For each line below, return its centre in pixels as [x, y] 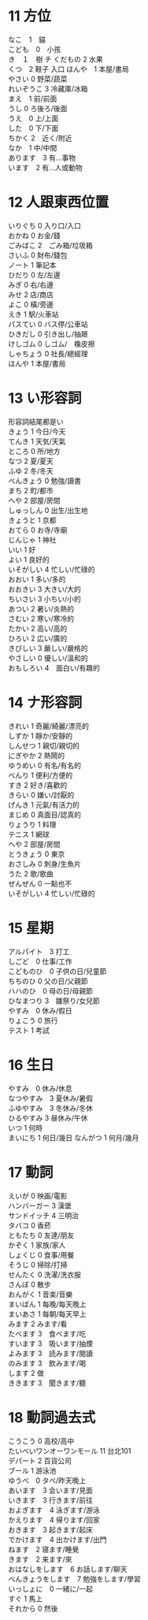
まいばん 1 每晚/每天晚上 [47, 1304]
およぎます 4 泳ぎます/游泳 [54, 1510]
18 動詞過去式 [52, 1417]
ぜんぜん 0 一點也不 [40, 883]
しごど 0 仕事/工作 [40, 961]
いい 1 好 [22, 549]
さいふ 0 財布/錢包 [38, 255]
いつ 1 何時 [26, 1128]
